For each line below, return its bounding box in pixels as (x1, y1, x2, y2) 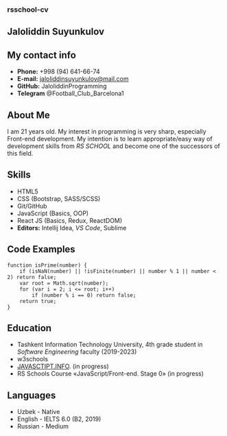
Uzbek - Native (16, 408, 60, 416)
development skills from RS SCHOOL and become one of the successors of (7, 142, 221, 150)
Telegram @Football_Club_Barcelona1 (16, 89, 125, 97)
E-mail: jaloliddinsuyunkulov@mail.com (16, 75, 129, 83)
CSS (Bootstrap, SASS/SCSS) (16, 194, 101, 203)
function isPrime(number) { (7, 262, 88, 269)
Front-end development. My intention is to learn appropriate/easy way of (7, 134, 213, 143)
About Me (7, 109, 50, 121)
